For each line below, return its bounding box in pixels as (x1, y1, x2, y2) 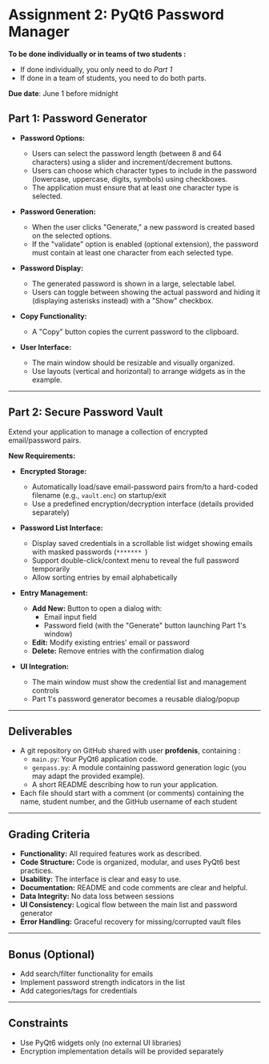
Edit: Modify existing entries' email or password (31, 637, 191, 647)
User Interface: (19, 342, 72, 351)
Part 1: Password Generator (8, 112, 148, 126)
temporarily (31, 564, 70, 573)
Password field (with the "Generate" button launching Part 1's (43, 620, 247, 630)
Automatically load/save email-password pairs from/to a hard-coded (31, 482, 259, 492)
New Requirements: (8, 451, 76, 460)
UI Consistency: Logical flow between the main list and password (19, 900, 238, 909)
